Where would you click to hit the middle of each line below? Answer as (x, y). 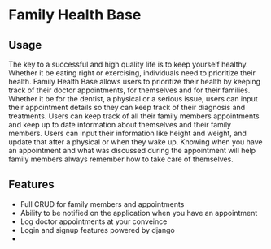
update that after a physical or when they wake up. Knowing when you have (135, 142)
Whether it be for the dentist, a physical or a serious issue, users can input (133, 99)
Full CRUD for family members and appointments (102, 204)
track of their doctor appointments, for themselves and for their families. (129, 90)
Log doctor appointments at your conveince (94, 221)
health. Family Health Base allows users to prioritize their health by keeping (135, 82)
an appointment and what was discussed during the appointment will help (132, 150)
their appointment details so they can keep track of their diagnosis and (127, 107)
